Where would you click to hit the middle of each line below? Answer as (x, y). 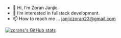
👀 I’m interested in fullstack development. (56, 13)
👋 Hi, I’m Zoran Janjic (35, 8)
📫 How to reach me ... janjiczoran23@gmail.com (64, 18)
